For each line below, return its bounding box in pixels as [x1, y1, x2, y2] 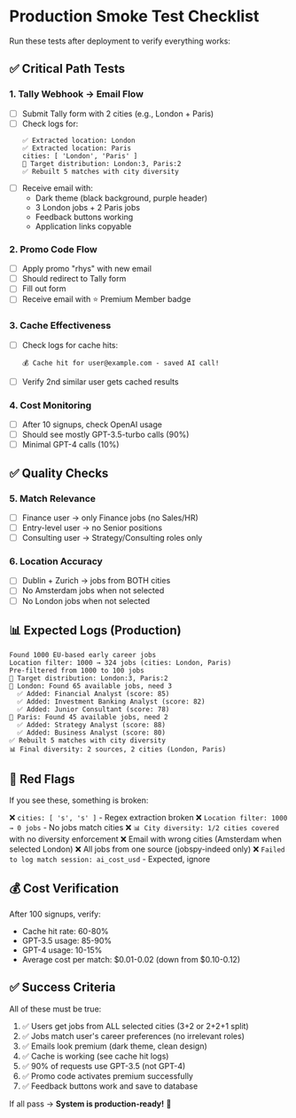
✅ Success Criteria [9, 979, 116, 995]
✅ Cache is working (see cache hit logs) [21, 1051, 169, 1061]
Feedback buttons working [35, 211, 134, 222]
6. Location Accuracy [9, 555, 104, 567]
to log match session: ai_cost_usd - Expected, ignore [9, 854, 211, 865]
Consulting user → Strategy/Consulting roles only [21, 533, 203, 543]
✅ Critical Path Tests [9, 61, 126, 76]
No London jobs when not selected [21, 595, 151, 606]
